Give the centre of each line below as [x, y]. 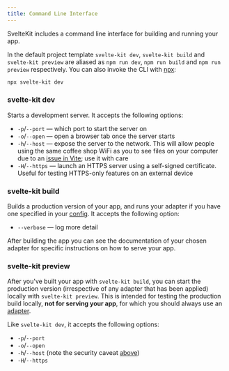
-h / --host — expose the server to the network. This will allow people [116, 143]
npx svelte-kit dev [35, 82]
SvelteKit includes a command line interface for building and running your [113, 33]
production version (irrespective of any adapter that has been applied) [108, 289]
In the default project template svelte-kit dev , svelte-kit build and [106, 54]
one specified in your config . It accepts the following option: [93, 214]
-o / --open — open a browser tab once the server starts [96, 136]
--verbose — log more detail [58, 227]
